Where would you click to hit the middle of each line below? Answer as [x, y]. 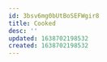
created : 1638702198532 [49, 46]
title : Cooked [32, 23]
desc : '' [23, 31]
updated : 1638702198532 [49, 38]
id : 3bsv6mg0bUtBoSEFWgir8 [54, 16]
